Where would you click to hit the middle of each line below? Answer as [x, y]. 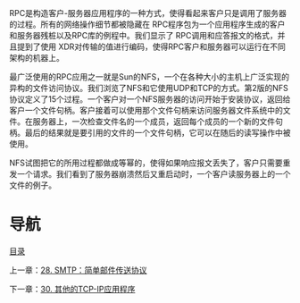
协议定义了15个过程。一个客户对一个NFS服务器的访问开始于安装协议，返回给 [150, 99]
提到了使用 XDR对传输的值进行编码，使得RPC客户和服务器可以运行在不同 [151, 46]
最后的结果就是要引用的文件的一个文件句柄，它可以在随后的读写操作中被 [158, 133]
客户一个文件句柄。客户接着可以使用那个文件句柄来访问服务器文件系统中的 [146, 110]
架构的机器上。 [37, 58]
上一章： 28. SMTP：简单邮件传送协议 [78, 270]
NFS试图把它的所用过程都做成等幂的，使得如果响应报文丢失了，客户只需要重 [150, 163]
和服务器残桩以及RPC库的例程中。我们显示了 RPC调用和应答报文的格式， [144, 35]
